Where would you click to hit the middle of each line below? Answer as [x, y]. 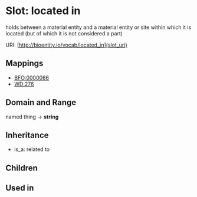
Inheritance [27, 135]
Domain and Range [41, 102]
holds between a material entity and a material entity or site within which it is [98, 27]
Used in [20, 188]
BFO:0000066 [32, 77]
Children [22, 168]
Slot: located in [43, 11]
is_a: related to [32, 149]
